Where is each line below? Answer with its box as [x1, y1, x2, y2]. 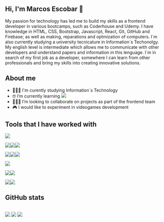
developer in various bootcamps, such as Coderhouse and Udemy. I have [5, 23, 154, 29]
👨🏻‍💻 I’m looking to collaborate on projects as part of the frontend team [12, 98, 156, 104]
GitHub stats [5, 193, 45, 202]
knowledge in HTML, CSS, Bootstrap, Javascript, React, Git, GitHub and [5, 28, 150, 34]
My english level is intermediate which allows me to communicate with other [5, 44, 160, 50]
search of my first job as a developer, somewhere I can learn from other [5, 55, 150, 61]
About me [5, 74, 36, 83]
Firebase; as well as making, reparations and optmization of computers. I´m [5, 33, 158, 39]
